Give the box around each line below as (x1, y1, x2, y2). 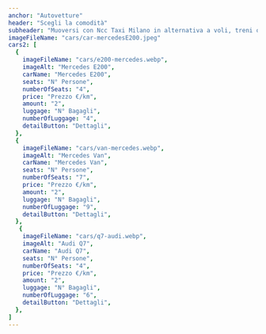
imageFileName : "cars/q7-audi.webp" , (22, 233, 147, 241)
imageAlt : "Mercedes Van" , (22, 151, 112, 159)
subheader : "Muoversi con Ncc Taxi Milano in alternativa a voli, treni (8, 26, 253, 34)
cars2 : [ (8, 41, 37, 49)
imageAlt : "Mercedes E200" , (22, 63, 115, 71)
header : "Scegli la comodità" (8, 19, 108, 27)
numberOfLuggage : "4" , (22, 115, 97, 123)
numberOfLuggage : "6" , (22, 291, 97, 299)
